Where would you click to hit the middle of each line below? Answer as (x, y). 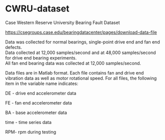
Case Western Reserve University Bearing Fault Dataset (62, 22)
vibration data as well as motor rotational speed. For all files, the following (81, 78)
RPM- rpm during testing (31, 132)
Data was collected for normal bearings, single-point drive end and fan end (82, 42)
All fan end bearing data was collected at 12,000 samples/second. (73, 63)
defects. (14, 47)
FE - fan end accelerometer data (39, 102)
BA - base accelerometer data (36, 112)
